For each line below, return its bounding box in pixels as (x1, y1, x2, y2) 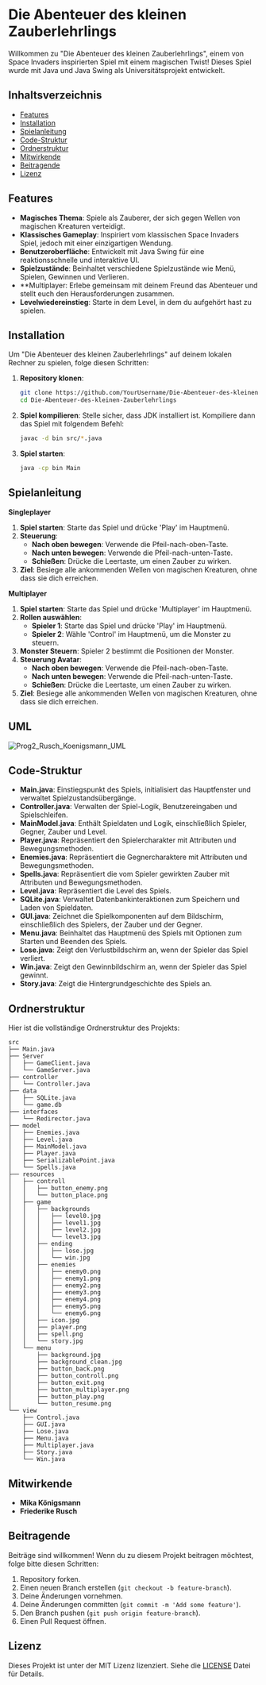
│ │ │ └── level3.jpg (8, 1233, 102, 1241)
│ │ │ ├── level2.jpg (8, 1226, 102, 1234)
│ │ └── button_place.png (8, 1191, 109, 1200)
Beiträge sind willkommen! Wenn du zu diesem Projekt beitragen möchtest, (8, 1550, 254, 1560)
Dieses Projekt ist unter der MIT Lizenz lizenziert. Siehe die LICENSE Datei (8, 1660, 251, 1670)
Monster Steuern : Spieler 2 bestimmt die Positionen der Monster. (19, 646, 234, 656)
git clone (19, 389, 53, 397)
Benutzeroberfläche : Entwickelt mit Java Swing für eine (19, 246, 205, 256)
